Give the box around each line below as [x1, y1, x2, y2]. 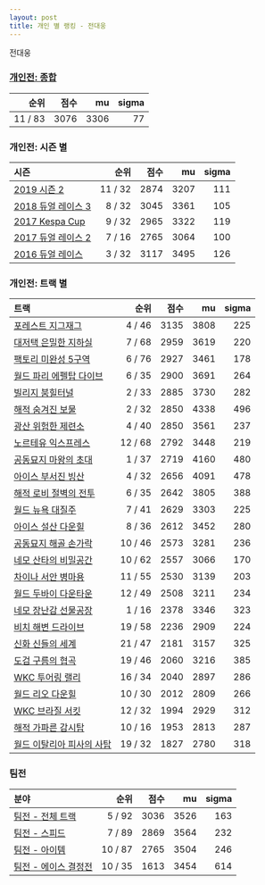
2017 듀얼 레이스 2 [13, 231, 92, 244]
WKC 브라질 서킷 [13, 705, 81, 717]
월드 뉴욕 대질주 [13, 504, 77, 516]
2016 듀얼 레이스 [13, 248, 83, 261]
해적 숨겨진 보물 [13, 404, 77, 416]
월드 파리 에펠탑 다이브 [13, 370, 104, 382]
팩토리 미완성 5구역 [13, 354, 91, 366]
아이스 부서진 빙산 [13, 471, 85, 483]
